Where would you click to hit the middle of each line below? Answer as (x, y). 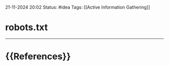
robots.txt (26, 27)
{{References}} (38, 56)
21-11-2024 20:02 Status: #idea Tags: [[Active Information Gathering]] (77, 7)
